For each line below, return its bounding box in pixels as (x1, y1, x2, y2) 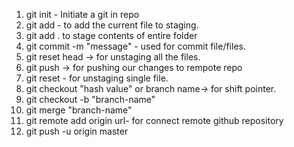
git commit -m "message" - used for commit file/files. (25, 40, 246, 52)
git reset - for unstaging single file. (25, 72, 169, 84)
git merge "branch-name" (25, 104, 133, 116)
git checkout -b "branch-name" (25, 94, 156, 105)
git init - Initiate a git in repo (25, 9, 140, 20)
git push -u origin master (25, 125, 129, 137)
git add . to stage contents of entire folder (25, 30, 198, 41)
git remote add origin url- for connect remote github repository (25, 115, 284, 126)
